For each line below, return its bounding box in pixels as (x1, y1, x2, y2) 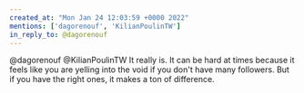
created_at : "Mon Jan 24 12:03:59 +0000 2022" (9, 13, 189, 23)
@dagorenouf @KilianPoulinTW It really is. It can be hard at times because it (9, 55, 295, 66)
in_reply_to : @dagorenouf (9, 30, 107, 39)
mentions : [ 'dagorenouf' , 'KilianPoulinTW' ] (9, 22, 181, 31)
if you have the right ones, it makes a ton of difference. (9, 74, 216, 85)
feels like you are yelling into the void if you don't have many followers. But (9, 64, 289, 75)
